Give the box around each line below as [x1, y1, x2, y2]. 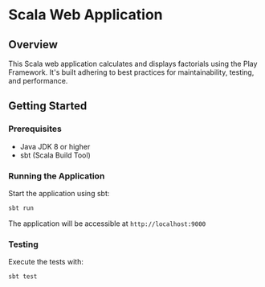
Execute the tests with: [8, 257, 84, 267]
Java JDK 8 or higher [19, 141, 91, 151]
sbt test [8, 273, 38, 281]
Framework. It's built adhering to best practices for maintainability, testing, [8, 68, 255, 77]
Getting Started [8, 99, 88, 113]
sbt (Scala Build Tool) [19, 150, 91, 160]
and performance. [8, 76, 68, 85]
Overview [8, 38, 59, 51]
